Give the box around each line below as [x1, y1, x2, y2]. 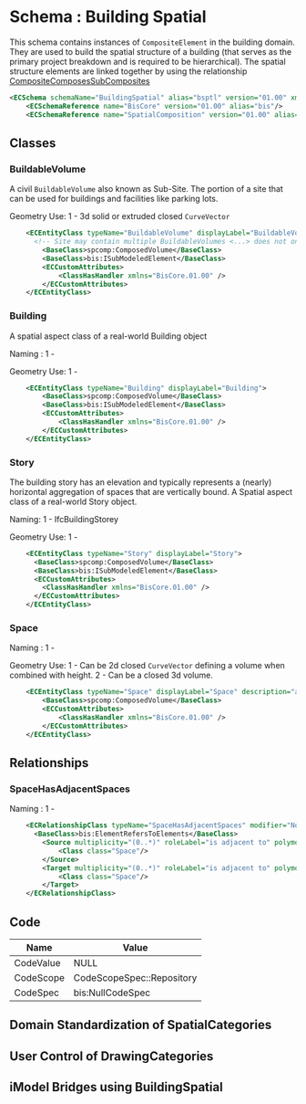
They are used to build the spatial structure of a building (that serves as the [9, 46, 292, 57]
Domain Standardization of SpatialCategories [9, 1017, 272, 1033]
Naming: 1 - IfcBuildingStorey [9, 513, 119, 524]
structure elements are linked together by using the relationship [9, 66, 248, 77]
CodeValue [14, 957, 61, 970]
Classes [9, 135, 56, 151]
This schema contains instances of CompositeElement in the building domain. [9, 37, 296, 47]
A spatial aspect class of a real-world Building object [9, 331, 208, 342]
